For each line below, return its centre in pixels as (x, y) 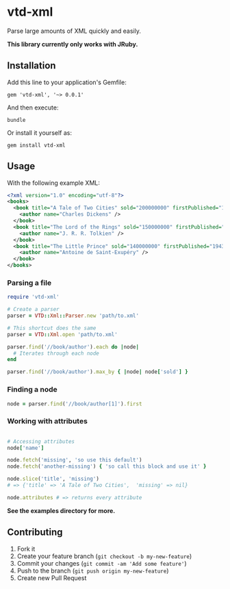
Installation (31, 66)
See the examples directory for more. (61, 510)
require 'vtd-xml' (33, 297)
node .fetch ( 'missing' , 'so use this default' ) (75, 460)
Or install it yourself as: (39, 133)
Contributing (35, 532)
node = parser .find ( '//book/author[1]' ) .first (75, 404)
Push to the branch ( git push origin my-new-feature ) (93, 571)
